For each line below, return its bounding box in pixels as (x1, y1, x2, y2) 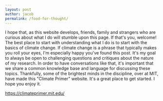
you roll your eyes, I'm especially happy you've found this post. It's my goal (5, 50, 156, 56)
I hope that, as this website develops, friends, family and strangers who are (5, 30, 156, 35)
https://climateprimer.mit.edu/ (5, 90, 65, 96)
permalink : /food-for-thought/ (5, 16, 69, 21)
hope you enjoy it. (5, 81, 41, 87)
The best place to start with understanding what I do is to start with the (5, 40, 147, 46)
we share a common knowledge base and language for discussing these (5, 66, 150, 71)
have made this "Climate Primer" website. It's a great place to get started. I (5, 76, 155, 82)
